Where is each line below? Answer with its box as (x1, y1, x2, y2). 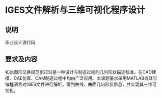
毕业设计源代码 (5, 40, 35, 45)
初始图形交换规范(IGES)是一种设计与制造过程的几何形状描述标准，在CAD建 (5, 69, 156, 75)
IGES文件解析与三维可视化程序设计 (5, 4, 146, 16)
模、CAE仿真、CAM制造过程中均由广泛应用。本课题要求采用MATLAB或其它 (5, 75, 158, 81)
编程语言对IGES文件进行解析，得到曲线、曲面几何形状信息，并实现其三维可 (5, 81, 157, 87)
